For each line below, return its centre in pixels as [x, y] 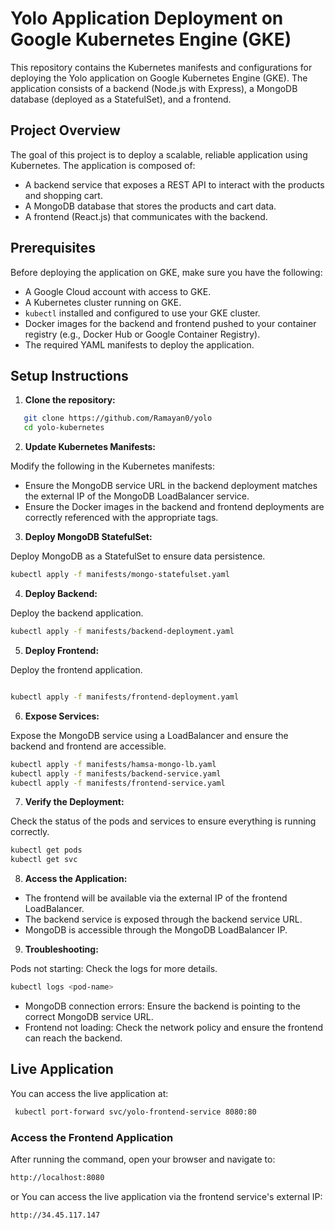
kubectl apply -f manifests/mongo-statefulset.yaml [120, 575]
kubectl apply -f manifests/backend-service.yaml [116, 773]
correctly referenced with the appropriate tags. [121, 518]
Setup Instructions [69, 375]
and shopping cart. [63, 195]
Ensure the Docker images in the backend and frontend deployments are [174, 507]
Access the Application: [76, 879]
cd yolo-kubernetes [64, 428]
